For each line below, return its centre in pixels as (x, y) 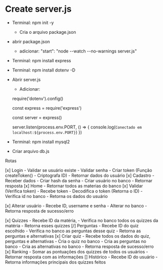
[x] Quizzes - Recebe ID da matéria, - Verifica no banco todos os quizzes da (82, 220)
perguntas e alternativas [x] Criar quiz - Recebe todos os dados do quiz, (78, 236)
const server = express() (37, 117)
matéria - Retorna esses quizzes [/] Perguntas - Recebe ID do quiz (72, 225)
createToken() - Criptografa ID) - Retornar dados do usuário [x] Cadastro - (80, 175)
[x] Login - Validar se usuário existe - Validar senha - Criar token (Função (79, 170)
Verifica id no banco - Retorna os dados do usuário (57, 196)
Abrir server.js (26, 79)
